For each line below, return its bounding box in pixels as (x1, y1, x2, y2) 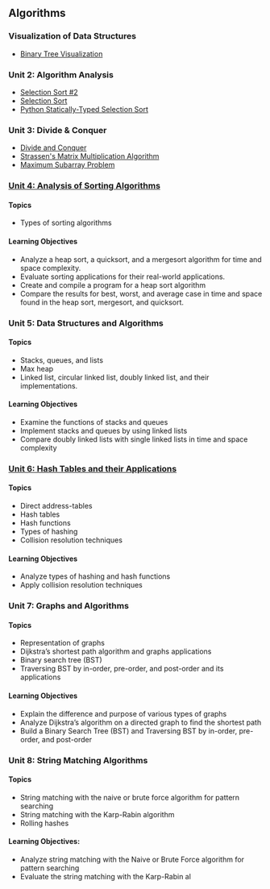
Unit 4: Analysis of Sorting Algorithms (8, 181, 161, 192)
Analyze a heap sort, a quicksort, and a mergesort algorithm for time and (19, 254, 262, 264)
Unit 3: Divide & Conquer (8, 124, 107, 135)
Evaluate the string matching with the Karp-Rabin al (19, 871, 192, 881)
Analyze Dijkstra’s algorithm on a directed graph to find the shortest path (19, 717, 262, 727)
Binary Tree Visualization (19, 48, 103, 59)
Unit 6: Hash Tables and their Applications (8, 463, 177, 474)
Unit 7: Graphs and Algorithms (8, 600, 129, 612)
